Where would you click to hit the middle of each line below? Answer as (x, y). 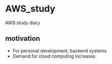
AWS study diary (23, 23)
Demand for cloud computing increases (54, 56)
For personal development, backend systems (60, 50)
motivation (23, 39)
